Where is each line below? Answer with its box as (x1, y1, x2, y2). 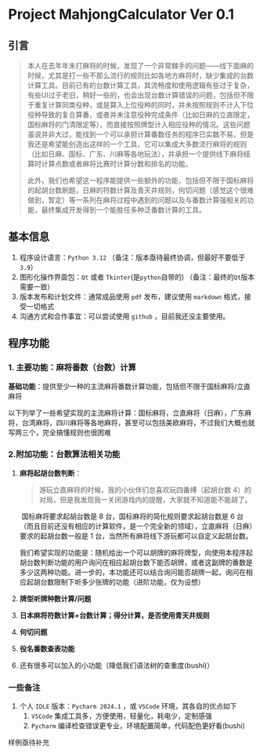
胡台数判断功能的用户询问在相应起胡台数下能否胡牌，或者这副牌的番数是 (19, 557, 253, 566)
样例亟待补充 (8, 738, 49, 747)
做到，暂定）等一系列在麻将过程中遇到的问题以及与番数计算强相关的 (27, 195, 247, 205)
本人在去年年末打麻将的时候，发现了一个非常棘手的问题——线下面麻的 (27, 61, 254, 70)
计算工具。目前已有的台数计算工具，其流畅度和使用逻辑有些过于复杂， (27, 81, 254, 89)
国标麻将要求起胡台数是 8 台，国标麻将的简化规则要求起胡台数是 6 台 (21, 512, 244, 521)
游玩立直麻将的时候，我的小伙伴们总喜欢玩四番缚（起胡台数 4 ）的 (38, 485, 252, 494)
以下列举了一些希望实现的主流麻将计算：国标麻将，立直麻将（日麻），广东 (8, 408, 245, 417)
